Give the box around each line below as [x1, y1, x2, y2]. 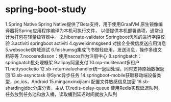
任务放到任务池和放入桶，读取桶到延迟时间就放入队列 [5, 91, 117, 97]
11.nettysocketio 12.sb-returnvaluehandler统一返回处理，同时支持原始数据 [5, 65, 160, 72]
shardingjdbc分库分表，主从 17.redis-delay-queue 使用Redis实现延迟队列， [5, 85, 162, 91]
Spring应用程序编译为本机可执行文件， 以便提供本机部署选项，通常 [18, 27, 159, 34]
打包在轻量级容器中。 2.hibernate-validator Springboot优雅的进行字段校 [14, 34, 165, 40]
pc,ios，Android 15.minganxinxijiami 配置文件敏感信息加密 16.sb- [14, 78, 150, 85]
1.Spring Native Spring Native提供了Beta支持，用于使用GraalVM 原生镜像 [5, 21, 159, 27]
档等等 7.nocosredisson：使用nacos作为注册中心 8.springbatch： [5, 53, 142, 59]
